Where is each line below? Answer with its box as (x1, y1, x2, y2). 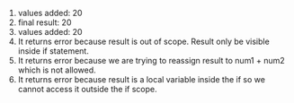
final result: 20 (17, 17, 72, 28)
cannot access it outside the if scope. (17, 84, 157, 94)
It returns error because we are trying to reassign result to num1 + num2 (17, 56, 285, 65)
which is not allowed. (17, 64, 96, 75)
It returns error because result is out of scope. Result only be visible (17, 36, 270, 47)
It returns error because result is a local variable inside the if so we (17, 74, 265, 84)
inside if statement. (17, 46, 90, 56)
